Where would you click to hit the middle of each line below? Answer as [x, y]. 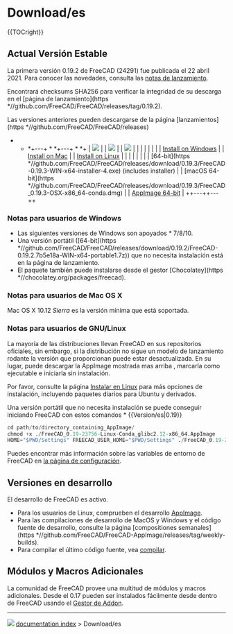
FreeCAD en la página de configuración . [64, 461]
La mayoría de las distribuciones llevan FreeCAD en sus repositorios [104, 343]
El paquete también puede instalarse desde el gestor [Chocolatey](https [120, 270]
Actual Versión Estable [57, 54]
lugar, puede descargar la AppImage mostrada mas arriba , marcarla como [114, 366]
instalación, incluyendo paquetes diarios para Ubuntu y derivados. [102, 394]
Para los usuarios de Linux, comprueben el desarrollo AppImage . [110, 513]
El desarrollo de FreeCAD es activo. [58, 499]
